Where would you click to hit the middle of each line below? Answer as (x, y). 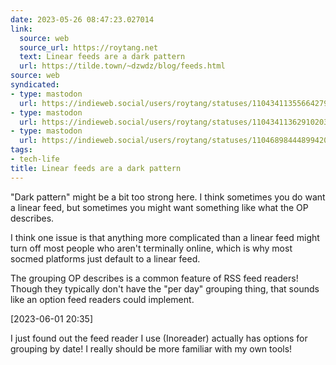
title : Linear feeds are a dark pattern (96, 168)
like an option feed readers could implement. (102, 299)
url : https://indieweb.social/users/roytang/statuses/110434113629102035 (176, 122)
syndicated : (35, 85)
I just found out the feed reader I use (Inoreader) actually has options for (159, 338)
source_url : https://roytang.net (89, 47)
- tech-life (35, 159)
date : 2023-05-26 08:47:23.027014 (82, 19)
